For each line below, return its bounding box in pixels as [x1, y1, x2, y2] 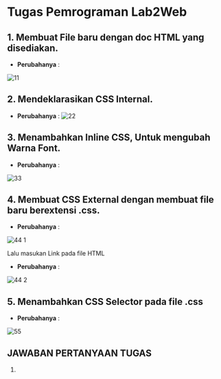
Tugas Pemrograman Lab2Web [7, 4, 187, 20]
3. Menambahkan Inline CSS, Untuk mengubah [7, 132, 211, 143]
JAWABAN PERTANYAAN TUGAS [7, 347, 152, 359]
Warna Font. [7, 142, 61, 154]
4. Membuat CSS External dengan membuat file [7, 194, 214, 206]
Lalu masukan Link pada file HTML [7, 249, 105, 257]
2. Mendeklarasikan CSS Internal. [7, 93, 153, 105]
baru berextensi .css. [7, 205, 100, 216]
